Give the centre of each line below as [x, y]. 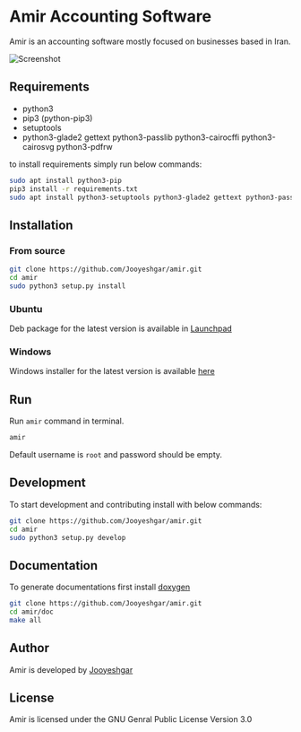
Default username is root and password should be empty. [116, 454]
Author [29, 648]
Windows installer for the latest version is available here [112, 371]
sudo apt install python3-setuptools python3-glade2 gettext [126, 197]
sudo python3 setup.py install [68, 286]
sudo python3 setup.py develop [68, 537]
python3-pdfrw [85, 146]
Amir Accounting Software [111, 17]
